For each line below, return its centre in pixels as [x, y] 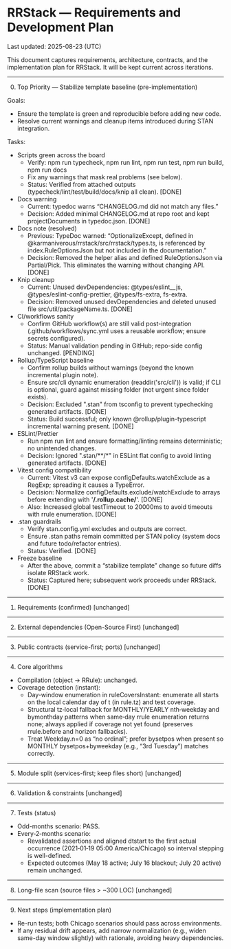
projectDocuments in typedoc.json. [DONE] [89, 221]
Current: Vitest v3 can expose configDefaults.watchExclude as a [119, 477]
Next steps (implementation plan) [64, 910]
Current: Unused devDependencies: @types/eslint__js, [105, 287]
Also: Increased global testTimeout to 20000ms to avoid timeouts [120, 507]
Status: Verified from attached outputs [81, 184]
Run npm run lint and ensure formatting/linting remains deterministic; [125, 441]
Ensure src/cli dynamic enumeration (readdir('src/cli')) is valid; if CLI [124, 382]
